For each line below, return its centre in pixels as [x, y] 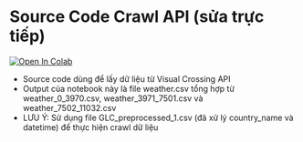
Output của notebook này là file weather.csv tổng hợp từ [129, 88]
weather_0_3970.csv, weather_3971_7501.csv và [113, 98]
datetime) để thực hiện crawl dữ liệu [90, 127]
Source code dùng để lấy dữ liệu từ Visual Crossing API [126, 78]
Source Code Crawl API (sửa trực [137, 17]
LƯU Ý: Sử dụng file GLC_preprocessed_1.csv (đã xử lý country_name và [158, 117]
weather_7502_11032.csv [69, 107]
